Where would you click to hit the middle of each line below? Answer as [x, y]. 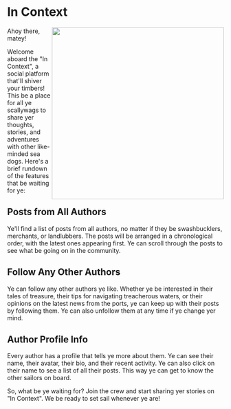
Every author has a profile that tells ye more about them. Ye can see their [110, 356]
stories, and [24, 132]
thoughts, [21, 124]
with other [22, 146]
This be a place [29, 95]
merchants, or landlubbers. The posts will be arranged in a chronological [110, 236]
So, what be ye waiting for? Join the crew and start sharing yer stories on [111, 391]
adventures [23, 139]
